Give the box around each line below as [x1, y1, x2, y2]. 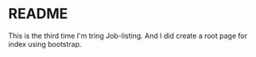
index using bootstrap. [8, 39, 82, 48]
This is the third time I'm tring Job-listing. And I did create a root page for [8, 31, 248, 40]
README [8, 5, 68, 23]
